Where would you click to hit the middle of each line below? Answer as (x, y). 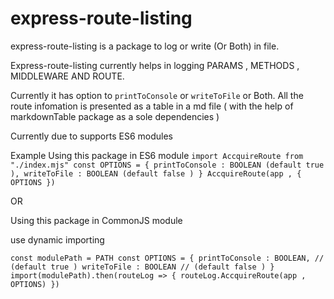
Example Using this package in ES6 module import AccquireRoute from (157, 155)
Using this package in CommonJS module (96, 220)
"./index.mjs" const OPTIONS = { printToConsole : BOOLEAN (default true (167, 165)
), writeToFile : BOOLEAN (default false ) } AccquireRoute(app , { (156, 173)
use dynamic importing (57, 239)
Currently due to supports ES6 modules (91, 136)
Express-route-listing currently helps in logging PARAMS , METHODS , (155, 65)
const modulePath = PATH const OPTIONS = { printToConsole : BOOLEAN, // (167, 258)
